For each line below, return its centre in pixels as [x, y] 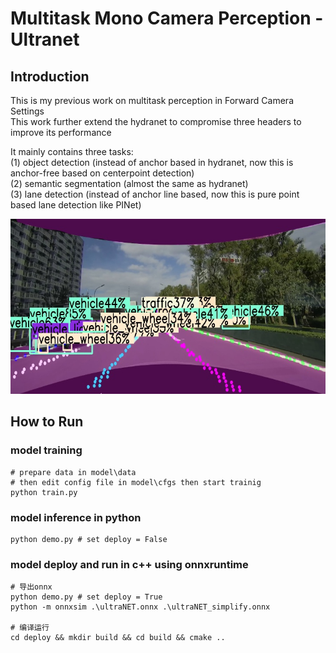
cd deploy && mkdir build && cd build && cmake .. [118, 638]
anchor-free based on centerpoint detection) [102, 173]
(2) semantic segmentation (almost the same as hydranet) [129, 183]
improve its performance [61, 132]
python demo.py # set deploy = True [86, 597]
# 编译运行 [30, 628]
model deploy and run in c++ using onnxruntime [129, 564]
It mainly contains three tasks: [72, 151]
